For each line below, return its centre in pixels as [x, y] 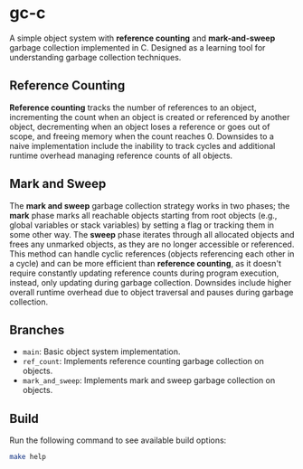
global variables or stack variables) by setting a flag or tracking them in [142, 225]
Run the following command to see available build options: [118, 440]
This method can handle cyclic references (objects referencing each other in [152, 253]
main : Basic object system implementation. [101, 352]
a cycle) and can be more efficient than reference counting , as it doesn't [146, 263]
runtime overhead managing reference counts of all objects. [121, 155]
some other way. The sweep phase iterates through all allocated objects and [152, 234]
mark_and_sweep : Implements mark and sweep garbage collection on [149, 380]
